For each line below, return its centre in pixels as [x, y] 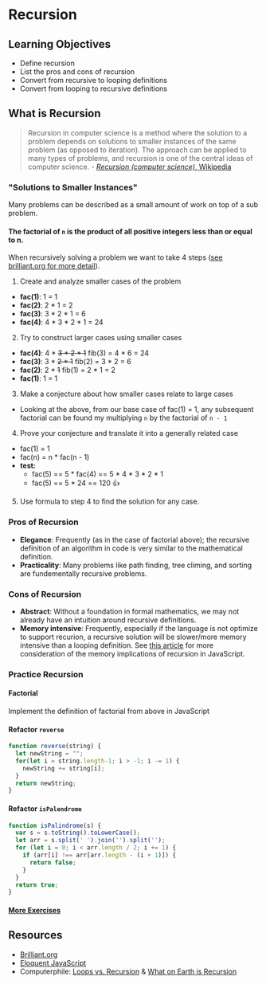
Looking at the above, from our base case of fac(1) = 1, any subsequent [137, 410]
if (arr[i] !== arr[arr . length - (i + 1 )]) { [100, 855]
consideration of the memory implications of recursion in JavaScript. [132, 653]
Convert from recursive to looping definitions [93, 80]
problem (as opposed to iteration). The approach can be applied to [137, 150]
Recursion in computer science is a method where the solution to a [137, 132]
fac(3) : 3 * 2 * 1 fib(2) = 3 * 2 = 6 [75, 362]
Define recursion [47, 63]
